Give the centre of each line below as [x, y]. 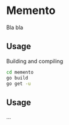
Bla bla [15, 27]
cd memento [20, 72]
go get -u [19, 83]
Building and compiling [35, 61]
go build [17, 78]
